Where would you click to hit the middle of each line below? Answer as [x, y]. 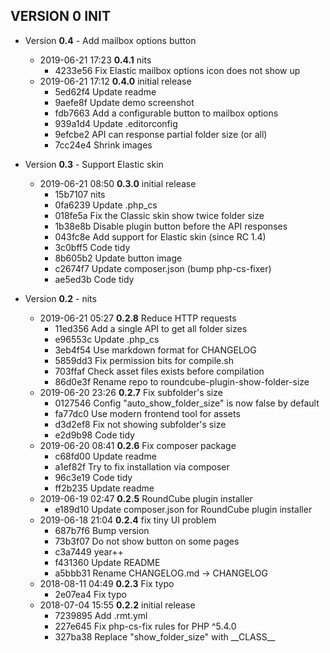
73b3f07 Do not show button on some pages [147, 541]
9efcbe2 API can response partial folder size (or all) [161, 134]
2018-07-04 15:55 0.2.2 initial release [117, 605]
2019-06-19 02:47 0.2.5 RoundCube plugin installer [146, 498]
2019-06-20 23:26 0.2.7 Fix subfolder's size [131, 392]
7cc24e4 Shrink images [103, 145]
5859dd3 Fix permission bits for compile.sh [144, 360]
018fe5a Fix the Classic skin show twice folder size [159, 215]
